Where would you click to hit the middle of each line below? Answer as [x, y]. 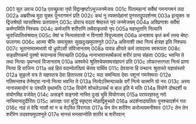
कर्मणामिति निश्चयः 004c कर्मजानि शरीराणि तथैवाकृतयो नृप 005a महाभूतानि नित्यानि [84, 29]
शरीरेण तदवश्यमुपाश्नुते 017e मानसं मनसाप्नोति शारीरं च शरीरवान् [65, 114]
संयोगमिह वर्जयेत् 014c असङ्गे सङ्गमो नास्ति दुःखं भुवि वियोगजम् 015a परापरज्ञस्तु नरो [86, 94]
